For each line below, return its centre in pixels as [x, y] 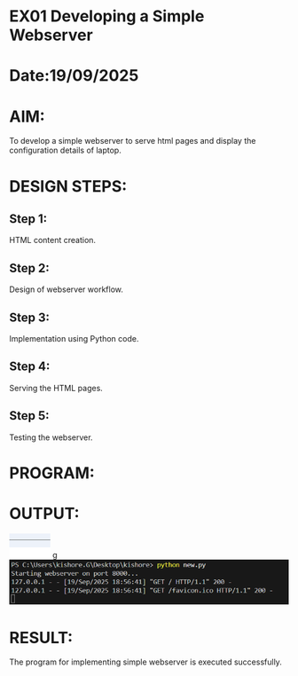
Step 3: [30, 317]
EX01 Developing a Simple [107, 16]
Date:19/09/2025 [74, 76]
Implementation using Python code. [74, 338]
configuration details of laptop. [65, 150]
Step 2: [30, 268]
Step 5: [30, 416]
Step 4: [30, 367]
